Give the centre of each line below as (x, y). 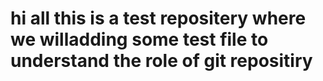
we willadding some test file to (139, 39)
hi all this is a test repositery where (158, 18)
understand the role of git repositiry (161, 61)
